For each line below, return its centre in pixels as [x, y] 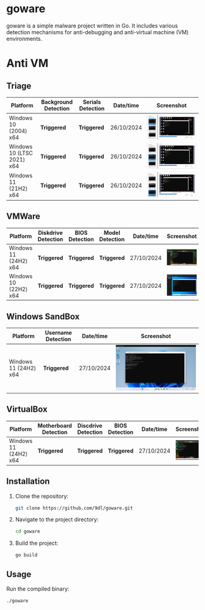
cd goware [28, 532]
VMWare [23, 216]
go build [26, 555]
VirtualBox [27, 410]
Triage [19, 86]
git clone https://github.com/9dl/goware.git [74, 508]
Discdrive [90, 426]
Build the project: [37, 543]
